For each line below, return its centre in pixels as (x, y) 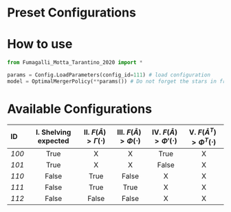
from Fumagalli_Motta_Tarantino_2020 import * (75, 63)
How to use (40, 44)
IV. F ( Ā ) (165, 132)
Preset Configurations (71, 13)
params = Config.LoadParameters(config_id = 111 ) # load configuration (109, 75)
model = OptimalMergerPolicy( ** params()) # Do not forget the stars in (112, 81)
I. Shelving (53, 132)
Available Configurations (80, 109)
